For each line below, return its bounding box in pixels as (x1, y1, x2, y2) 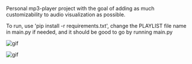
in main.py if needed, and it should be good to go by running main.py (6, 29, 173, 35)
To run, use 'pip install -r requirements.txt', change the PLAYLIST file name (6, 23, 187, 29)
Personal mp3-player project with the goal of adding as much (6, 5, 154, 12)
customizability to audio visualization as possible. (6, 11, 126, 18)
